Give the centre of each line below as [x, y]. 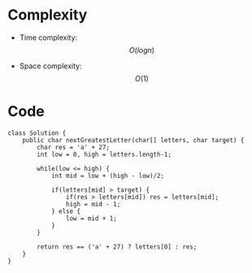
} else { [66, 211]
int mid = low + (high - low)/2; [107, 175]
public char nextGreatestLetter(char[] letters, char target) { [133, 140]
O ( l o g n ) [142, 50]
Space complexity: [50, 66]
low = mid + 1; [91, 218]
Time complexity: [48, 37]
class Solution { [37, 133]
